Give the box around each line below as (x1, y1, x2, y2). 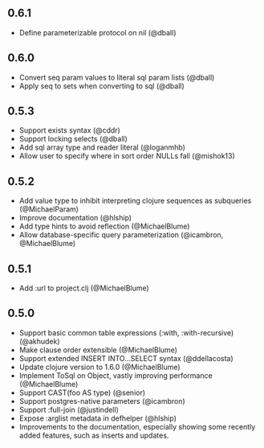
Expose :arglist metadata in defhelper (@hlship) (18, 413, 177, 423)
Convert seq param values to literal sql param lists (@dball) (18, 72, 215, 82)
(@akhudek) (18, 336, 61, 346)
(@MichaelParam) (18, 204, 79, 214)
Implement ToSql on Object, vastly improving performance (18, 370, 213, 380)
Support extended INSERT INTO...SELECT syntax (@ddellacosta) (18, 353, 234, 363)
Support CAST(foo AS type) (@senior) (18, 388, 146, 397)
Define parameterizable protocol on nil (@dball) (18, 27, 177, 37)
